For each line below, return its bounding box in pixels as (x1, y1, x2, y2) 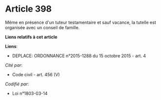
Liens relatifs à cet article (5, 34, 58, 40)
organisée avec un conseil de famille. (5, 24, 80, 30)
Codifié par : (5, 81, 29, 87)
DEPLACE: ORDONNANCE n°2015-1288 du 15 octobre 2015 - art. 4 (12, 52, 146, 59)
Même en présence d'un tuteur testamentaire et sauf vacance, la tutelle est (5, 19, 156, 25)
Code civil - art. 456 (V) (12, 71, 60, 77)
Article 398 (5, 3, 52, 15)
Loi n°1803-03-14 (12, 90, 48, 96)
